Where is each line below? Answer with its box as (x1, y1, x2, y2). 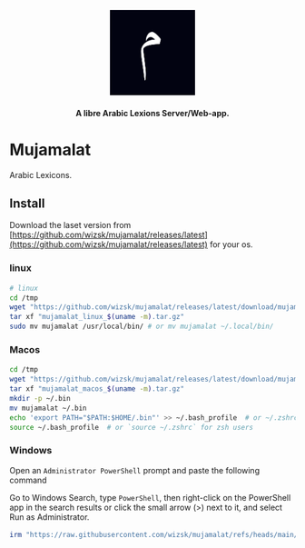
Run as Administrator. (9, 511, 90, 523)
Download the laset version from (9, 220, 132, 231)
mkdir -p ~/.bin (9, 394, 71, 403)
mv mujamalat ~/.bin (9, 404, 88, 413)
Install (9, 195, 45, 211)
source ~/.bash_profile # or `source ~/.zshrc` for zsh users (9, 423, 254, 432)
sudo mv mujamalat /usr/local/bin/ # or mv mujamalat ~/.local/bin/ (9, 322, 274, 332)
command (9, 474, 47, 485)
